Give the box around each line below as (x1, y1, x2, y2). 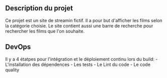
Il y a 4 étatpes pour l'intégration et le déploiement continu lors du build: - (5, 56, 158, 62)
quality (5, 66, 20, 72)
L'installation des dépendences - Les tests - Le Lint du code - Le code (5, 61, 151, 67)
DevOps (5, 43, 31, 51)
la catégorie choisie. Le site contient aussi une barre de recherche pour (5, 23, 153, 29)
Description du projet (5, 4, 73, 13)
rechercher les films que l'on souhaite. (5, 28, 85, 34)
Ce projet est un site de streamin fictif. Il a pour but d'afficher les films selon (5, 17, 162, 23)
